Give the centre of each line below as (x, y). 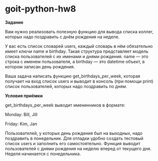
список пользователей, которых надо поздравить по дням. (66, 86)
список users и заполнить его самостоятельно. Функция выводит (73, 143)
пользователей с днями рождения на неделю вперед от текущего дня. (78, 148)
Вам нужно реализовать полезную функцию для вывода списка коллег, (79, 31)
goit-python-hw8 (41, 9)
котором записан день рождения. (40, 67)
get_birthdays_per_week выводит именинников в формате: (65, 105)
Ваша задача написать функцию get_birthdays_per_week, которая (73, 76)
